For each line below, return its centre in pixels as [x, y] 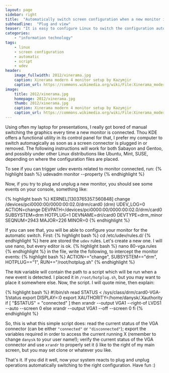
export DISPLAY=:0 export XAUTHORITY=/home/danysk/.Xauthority [93, 298]
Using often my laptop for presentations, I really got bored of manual [76, 127]
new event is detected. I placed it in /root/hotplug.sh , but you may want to [83, 277]
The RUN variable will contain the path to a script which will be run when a [81, 271]
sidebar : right [21, 15]
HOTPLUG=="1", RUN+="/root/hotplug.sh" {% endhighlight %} [70, 262]
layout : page [19, 10]
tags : [11, 43]
